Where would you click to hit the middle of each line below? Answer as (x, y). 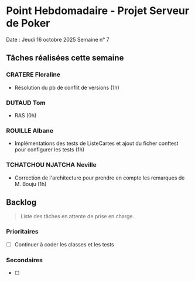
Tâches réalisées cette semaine (65, 58)
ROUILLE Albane (30, 130)
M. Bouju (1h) (30, 184)
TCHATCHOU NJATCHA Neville (51, 165)
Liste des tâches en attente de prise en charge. (77, 216)
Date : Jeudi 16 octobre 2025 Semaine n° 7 (58, 39)
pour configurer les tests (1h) (49, 150)
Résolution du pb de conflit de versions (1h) (67, 87)
